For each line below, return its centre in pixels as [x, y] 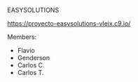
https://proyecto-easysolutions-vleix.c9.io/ [69, 23]
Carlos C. [31, 65]
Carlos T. [30, 73]
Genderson [34, 58]
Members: [22, 37]
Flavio [26, 50]
